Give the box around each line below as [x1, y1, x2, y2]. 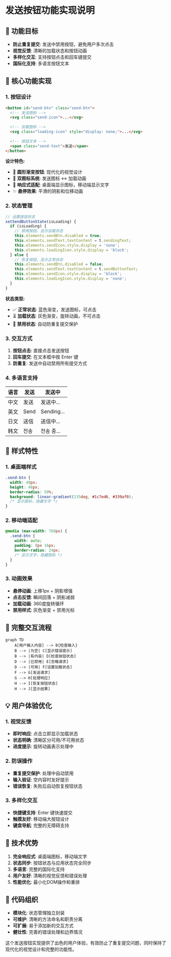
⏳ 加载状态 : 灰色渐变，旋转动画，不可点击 [12, 313, 101, 319]
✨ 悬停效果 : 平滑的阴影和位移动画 [12, 188, 83, 195]
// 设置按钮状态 [5, 214, 35, 219]
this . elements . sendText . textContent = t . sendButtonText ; [14, 267, 138, 272]
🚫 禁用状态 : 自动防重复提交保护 [12, 321, 78, 327]
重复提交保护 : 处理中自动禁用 [12, 770, 74, 776]
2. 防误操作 [5, 757, 33, 764]
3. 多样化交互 [5, 797, 38, 804]
